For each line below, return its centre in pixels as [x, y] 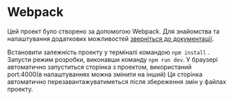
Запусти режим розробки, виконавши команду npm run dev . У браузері [112, 59]
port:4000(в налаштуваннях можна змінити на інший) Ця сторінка [105, 74]
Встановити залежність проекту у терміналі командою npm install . [109, 52]
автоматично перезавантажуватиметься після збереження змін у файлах [117, 81]
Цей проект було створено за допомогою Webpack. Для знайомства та [114, 31]
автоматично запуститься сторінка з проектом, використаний [99, 67]
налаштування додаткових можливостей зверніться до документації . [111, 38]
